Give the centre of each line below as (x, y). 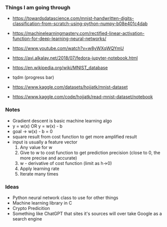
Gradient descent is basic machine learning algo (62, 120)
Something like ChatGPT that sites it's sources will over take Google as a (87, 213)
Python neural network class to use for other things (65, 197)
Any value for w (36, 147)
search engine (27, 218)
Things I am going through (38, 7)
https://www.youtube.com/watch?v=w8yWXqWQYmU (68, 48)
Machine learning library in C (42, 203)
